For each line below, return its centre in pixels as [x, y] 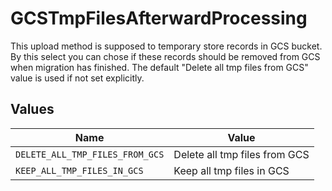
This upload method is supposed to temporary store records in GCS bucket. [166, 46]
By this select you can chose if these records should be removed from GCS [165, 56]
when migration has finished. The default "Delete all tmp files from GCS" [159, 67]
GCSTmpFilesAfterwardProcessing [159, 18]
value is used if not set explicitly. [77, 78]
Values [32, 109]
